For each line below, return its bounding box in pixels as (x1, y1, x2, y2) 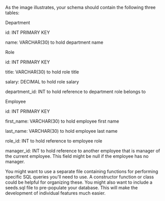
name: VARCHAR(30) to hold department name (5, 39, 104, 45)
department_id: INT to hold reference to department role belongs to (5, 89, 146, 95)
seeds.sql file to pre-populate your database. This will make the (5, 185, 138, 190)
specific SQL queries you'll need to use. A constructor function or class (5, 174, 154, 180)
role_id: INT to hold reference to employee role (5, 138, 103, 144)
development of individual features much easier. (5, 190, 106, 196)
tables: (5, 10, 20, 16)
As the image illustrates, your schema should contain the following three (5, 5, 156, 10)
